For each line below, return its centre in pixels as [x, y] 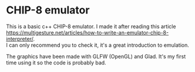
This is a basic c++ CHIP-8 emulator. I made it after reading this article [91, 26]
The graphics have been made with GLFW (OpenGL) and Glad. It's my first [96, 56]
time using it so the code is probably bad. [56, 63]
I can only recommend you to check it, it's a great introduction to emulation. [97, 45]
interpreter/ [20, 39]
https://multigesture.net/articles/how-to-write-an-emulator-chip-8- [88, 32]
